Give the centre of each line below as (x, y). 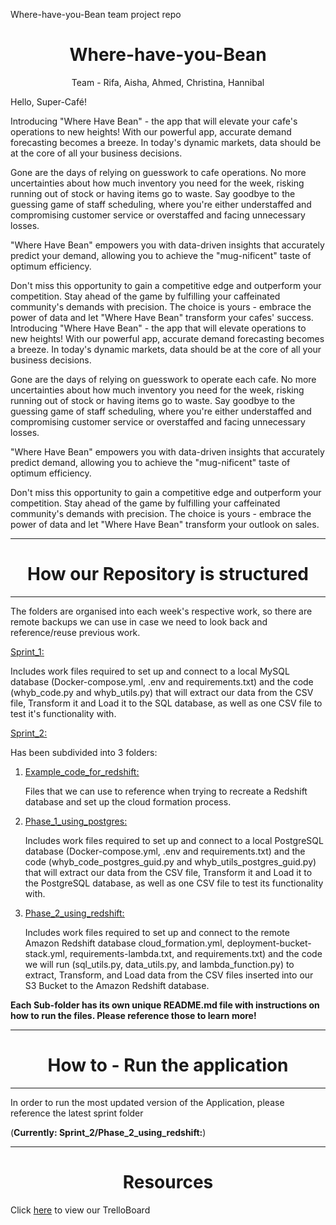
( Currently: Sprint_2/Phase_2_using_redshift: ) (108, 1132)
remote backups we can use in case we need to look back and (139, 621)
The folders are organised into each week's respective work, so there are (161, 611)
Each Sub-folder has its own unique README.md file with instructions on (165, 1005)
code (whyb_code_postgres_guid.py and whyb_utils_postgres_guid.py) (170, 861)
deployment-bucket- (269, 943)
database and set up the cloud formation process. (128, 801)
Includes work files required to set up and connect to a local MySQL (150, 671)
